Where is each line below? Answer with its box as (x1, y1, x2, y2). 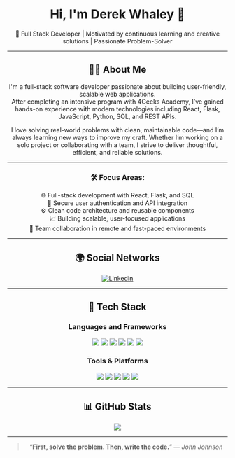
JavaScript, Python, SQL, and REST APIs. (58, 112, 177, 120)
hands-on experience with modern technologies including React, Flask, (15, 104, 220, 113)
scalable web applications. (79, 90, 156, 98)
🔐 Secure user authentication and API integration (47, 199, 188, 207)
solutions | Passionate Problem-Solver (62, 36, 173, 45)
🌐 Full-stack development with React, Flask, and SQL (41, 191, 194, 200)
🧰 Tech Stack (88, 301, 147, 313)
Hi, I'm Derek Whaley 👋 (50, 6, 185, 22)
